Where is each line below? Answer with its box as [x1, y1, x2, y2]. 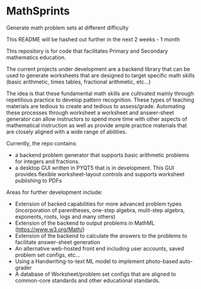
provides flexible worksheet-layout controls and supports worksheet [14, 170, 185, 178]
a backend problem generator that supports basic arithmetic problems [14, 151, 190, 159]
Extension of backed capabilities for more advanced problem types [14, 200, 182, 207]
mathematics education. [6, 53, 66, 61]
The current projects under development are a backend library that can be [6, 65, 191, 73]
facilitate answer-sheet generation [14, 239, 100, 246]
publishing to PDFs [14, 177, 62, 184]
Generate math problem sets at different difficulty [6, 24, 129, 31]
